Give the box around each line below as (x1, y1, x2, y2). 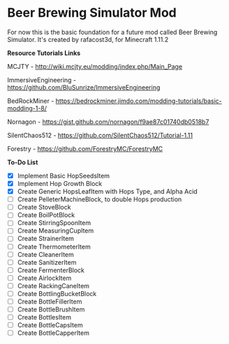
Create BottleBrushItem (17, 305, 85, 313)
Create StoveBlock (17, 203, 71, 212)
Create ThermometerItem (17, 242, 91, 251)
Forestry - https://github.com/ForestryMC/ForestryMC (7, 144, 163, 153)
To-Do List (7, 158, 38, 166)
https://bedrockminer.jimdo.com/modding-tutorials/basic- (55, 96, 222, 105)
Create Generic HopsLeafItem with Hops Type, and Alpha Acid (17, 187, 198, 196)
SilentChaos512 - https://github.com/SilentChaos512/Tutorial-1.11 (7, 131, 193, 139)
